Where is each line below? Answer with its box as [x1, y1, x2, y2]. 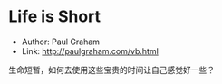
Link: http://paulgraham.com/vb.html [21, 45, 159, 56]
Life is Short [8, 6, 101, 27]
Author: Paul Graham [21, 36, 101, 47]
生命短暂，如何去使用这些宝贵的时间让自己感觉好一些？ [8, 64, 215, 75]
